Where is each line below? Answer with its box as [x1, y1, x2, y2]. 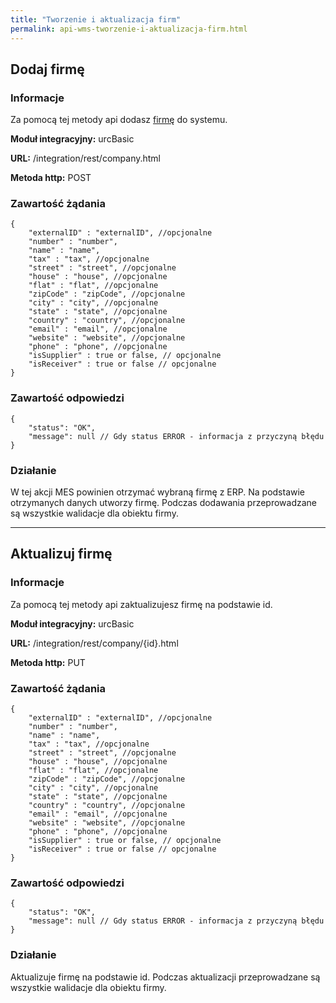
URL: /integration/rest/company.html [10, 152, 162, 165]
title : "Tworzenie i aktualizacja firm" [10, 14, 182, 25]
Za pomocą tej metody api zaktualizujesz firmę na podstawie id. [10, 598, 273, 610]
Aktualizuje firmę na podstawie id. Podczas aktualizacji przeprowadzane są [10, 971, 321, 983]
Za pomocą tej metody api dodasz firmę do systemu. [10, 114, 228, 126]
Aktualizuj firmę [10, 546, 113, 563]
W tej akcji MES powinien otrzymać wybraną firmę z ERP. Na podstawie [10, 486, 306, 498]
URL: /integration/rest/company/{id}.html [10, 637, 179, 649]
